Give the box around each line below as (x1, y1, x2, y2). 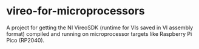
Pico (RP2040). (6, 36, 45, 44)
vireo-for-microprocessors (6, 4, 146, 18)
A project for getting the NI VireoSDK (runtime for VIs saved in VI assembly (6, 24, 194, 31)
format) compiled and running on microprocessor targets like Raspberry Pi (6, 30, 192, 37)
